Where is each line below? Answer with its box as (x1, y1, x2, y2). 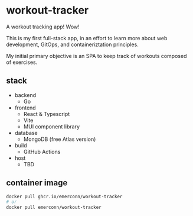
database (14, 129, 38, 136)
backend (14, 91, 37, 98)
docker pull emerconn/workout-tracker (6, 205, 102, 211)
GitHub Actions (23, 148, 61, 155)
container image (6, 178, 68, 188)
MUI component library (23, 122, 80, 130)
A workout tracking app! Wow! (6, 23, 80, 30)
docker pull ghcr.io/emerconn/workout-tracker (6, 194, 123, 199)
